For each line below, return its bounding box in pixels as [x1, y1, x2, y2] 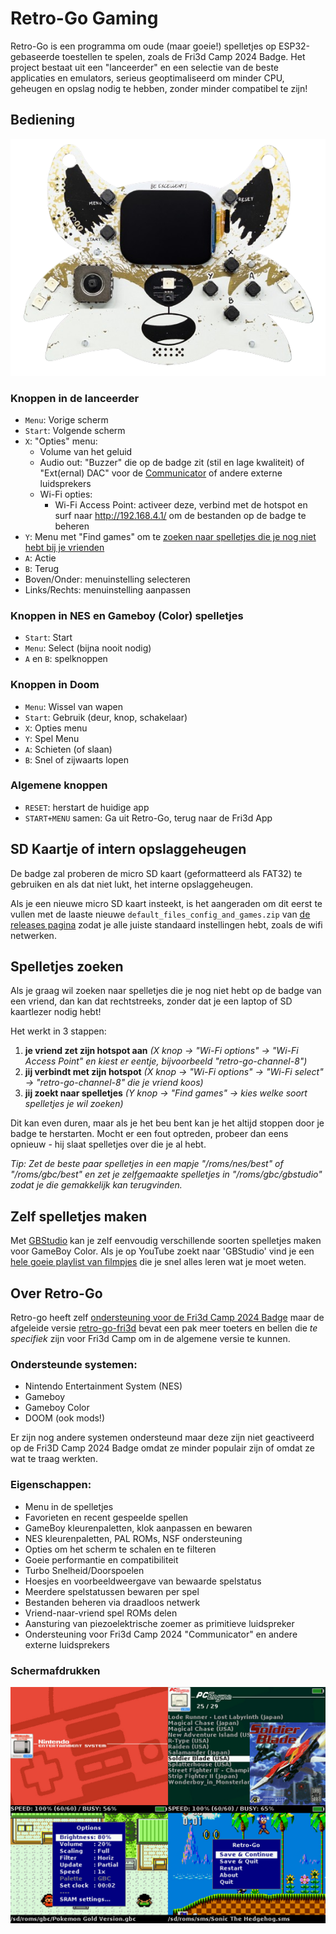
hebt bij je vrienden [24, 541, 105, 553]
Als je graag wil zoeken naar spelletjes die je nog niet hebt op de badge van [10, 985, 322, 997]
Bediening [10, 112, 75, 129]
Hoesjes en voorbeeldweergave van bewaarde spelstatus [24, 1575, 262, 1587]
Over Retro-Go [10, 1285, 103, 1302]
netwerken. [10, 929, 57, 941]
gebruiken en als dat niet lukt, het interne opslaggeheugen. [10, 878, 253, 890]
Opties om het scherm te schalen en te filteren [24, 1543, 217, 1555]
